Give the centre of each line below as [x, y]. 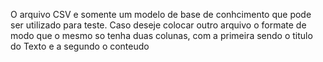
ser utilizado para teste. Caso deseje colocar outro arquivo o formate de [158, 25]
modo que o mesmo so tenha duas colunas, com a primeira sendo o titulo [161, 35]
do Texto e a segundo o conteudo [80, 46]
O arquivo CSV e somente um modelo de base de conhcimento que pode [161, 14]
